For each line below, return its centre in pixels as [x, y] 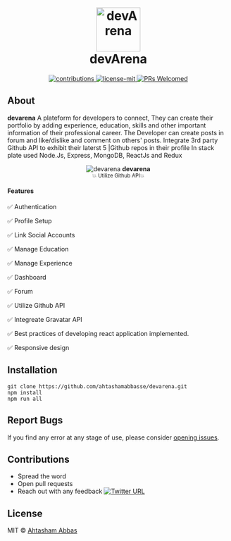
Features [20, 191]
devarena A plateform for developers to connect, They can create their [110, 118]
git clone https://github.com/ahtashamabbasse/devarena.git [98, 386]
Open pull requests [45, 484]
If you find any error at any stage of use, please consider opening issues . [113, 437]
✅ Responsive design [38, 347]
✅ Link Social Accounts [41, 235]
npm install [25, 392]
